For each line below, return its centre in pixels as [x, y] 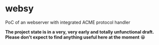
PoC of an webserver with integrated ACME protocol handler [68, 22]
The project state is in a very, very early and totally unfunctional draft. [79, 32]
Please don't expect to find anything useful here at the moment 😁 [75, 37]
